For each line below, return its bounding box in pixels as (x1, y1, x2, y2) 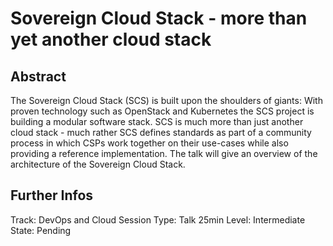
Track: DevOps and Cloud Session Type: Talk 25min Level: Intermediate (10, 213, 306, 226)
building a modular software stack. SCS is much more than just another (10, 116, 304, 127)
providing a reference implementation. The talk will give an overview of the (10, 148, 318, 159)
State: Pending (10, 224, 72, 236)
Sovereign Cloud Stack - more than (10, 7, 308, 30)
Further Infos (10, 187, 94, 204)
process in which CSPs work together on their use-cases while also (10, 137, 289, 149)
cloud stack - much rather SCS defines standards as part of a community (10, 127, 312, 138)
